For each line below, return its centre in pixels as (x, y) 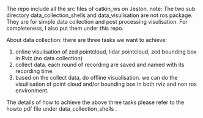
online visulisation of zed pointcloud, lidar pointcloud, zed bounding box (106, 52)
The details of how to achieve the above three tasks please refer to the (95, 102)
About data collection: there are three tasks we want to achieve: (87, 40)
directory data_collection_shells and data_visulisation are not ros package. (100, 15)
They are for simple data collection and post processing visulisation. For (97, 22)
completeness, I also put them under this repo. (65, 28)
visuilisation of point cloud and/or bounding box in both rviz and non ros (106, 84)
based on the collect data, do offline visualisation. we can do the (96, 78)
